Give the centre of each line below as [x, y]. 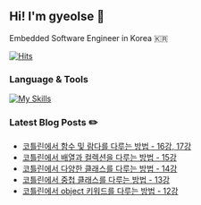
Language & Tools [49, 79]
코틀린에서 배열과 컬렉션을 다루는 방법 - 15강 [99, 158]
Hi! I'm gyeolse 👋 [57, 17]
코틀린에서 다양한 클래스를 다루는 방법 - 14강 [100, 169]
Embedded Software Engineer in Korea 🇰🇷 [88, 38]
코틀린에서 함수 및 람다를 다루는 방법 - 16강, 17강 [107, 146]
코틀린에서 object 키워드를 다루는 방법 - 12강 [100, 191]
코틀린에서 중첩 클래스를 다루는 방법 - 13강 [96, 180]
